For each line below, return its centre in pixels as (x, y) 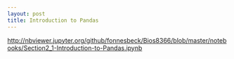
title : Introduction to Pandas (53, 20)
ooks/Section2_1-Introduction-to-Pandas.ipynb (75, 48)
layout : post (26, 14)
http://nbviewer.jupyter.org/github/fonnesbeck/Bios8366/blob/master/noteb (117, 40)
